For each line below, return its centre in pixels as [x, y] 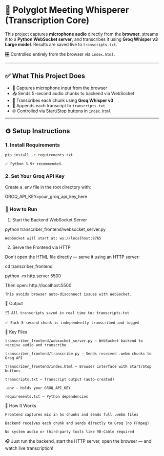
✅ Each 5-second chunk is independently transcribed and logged [72, 323]
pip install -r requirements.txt [39, 155]
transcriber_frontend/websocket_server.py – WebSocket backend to [74, 341]
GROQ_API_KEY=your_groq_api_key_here [46, 196]
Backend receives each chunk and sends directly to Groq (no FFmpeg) [77, 423]
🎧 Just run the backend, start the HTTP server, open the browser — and [78, 441]
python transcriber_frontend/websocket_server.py [55, 229]
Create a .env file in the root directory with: [48, 187]
